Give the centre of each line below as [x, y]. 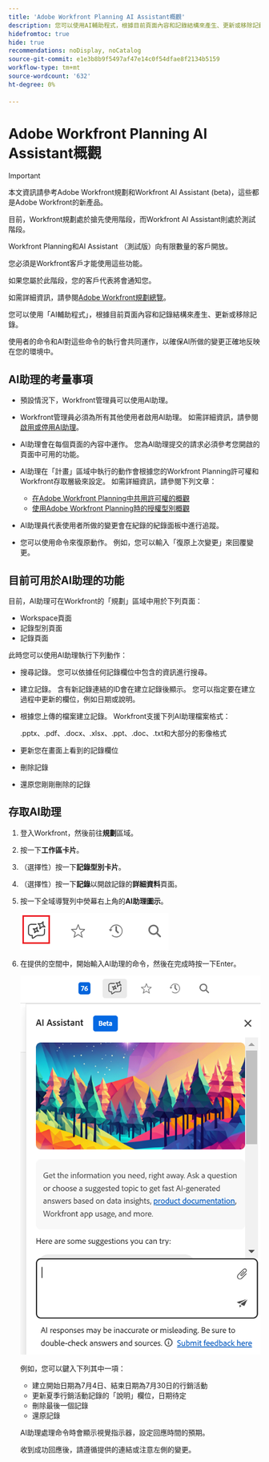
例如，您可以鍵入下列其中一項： [72, 1369]
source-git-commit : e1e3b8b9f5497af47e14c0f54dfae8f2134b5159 [114, 59]
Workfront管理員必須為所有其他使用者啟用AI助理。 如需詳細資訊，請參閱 [139, 418]
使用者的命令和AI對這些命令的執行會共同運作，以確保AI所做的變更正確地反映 [134, 341]
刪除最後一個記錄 [60, 1406]
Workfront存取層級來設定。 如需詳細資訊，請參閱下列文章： [118, 482]
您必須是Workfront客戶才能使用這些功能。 [78, 264]
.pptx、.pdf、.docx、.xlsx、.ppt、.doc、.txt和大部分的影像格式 [123, 733]
